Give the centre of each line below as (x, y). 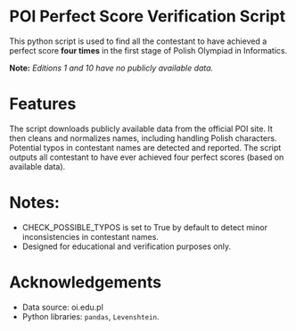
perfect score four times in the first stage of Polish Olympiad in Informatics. (148, 50)
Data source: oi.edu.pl (63, 307)
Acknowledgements (86, 282)
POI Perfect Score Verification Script (148, 17)
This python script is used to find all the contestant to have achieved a (138, 41)
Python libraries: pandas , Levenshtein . (90, 316)
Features (43, 104)
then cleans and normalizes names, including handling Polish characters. (143, 138)
